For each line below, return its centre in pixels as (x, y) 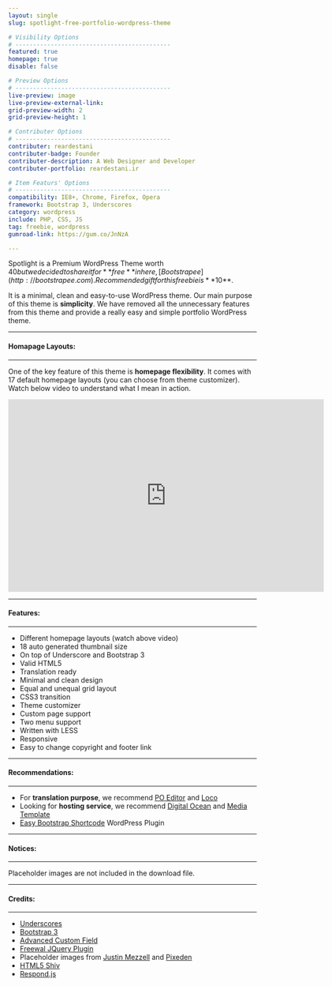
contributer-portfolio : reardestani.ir (74, 168)
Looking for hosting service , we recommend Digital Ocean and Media (133, 806)
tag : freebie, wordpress (49, 227)
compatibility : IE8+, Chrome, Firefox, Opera (84, 198)
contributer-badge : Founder (54, 154)
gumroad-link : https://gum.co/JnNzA (68, 234)
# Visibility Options (44, 37)
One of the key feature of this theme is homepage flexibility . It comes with (130, 371)
